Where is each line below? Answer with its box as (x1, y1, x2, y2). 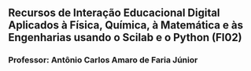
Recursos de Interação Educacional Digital (8, 6, 220, 20)
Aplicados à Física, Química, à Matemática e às (8, 19, 244, 32)
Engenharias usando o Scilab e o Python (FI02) (8, 31, 242, 44)
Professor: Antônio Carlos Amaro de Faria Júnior (8, 54, 198, 65)
